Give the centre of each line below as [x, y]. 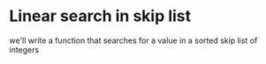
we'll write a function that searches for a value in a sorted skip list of [133, 40]
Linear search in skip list [100, 16]
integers [24, 49]
